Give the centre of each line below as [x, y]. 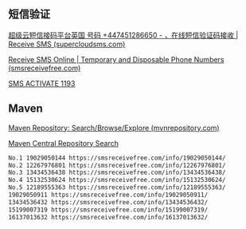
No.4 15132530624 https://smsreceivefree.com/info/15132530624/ [117, 180]
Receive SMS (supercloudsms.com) [67, 44]
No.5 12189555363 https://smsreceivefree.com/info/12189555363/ [117, 188]
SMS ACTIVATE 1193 [42, 83]
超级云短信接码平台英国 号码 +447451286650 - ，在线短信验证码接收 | [123, 35]
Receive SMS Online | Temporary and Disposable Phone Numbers [116, 59]
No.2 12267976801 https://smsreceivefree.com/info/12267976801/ [117, 165]
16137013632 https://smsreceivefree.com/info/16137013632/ [108, 217]
